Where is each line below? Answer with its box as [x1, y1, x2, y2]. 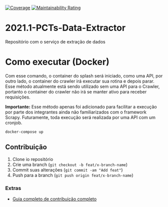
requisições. [5, 94, 31, 100]
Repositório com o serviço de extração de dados [5, 38, 106, 44]
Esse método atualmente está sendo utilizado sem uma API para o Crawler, [5, 83, 160, 89]
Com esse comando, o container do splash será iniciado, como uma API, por [5, 72, 163, 78]
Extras [5, 184, 21, 191]
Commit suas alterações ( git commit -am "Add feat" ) [12, 166, 123, 172]
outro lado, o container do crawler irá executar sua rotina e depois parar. [5, 78, 154, 84]
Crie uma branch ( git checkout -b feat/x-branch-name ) [12, 161, 128, 167]
